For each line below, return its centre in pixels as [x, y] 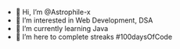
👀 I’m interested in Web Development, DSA [84, 20]
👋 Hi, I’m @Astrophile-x [53, 12]
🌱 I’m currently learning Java [62, 28]
